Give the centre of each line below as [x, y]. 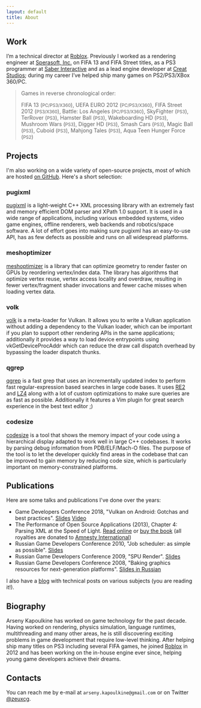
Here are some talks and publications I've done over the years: [84, 500]
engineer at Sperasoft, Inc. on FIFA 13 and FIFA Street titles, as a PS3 [91, 63]
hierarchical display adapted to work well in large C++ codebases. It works [98, 441]
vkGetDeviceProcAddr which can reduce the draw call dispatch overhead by [101, 346]
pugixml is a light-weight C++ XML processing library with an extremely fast [100, 206]
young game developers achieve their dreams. [64, 659]
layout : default [26, 12]
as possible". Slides [39, 550]
